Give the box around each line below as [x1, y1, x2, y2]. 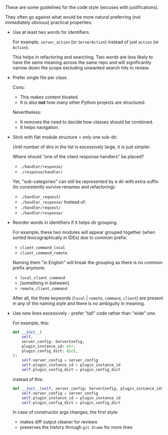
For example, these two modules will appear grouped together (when [12, 229, 155, 235]
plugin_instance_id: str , [22, 344, 76, 349]
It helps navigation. [20, 125, 60, 130]
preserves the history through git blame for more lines [20, 424, 133, 430]
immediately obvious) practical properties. [5, 20, 93, 25]
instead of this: [12, 376, 44, 382]
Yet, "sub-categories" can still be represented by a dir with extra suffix [12, 178, 159, 184]
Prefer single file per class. [12, 75, 68, 80]
